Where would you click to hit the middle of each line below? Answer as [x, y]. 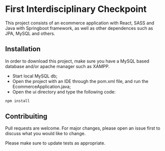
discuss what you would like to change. [45, 134]
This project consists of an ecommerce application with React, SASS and [80, 23]
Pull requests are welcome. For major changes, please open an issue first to [83, 128]
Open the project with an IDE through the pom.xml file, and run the [80, 81]
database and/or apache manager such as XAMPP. [57, 66]
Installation [23, 49]
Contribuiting [26, 116]
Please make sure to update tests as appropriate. [55, 143]
